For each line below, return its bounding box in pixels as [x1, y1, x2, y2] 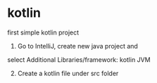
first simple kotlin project [7, 28, 80, 37]
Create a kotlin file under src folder [17, 69, 119, 77]
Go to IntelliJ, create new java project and [17, 41, 139, 50]
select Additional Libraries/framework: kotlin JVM [7, 55, 151, 64]
